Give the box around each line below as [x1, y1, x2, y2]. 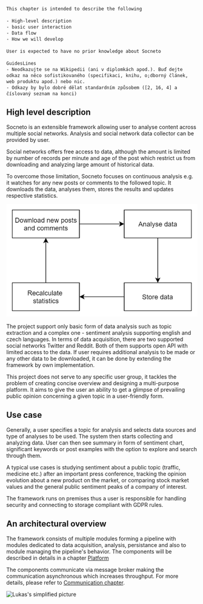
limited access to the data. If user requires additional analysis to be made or [6, 348, 196, 355]
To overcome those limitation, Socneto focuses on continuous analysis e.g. [6, 172, 194, 180]
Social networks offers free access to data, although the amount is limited [6, 148, 191, 155]
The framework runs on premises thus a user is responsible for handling [6, 494, 187, 502]
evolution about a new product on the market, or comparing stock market [6, 476, 189, 484]
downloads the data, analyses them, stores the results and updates [6, 185, 174, 193]
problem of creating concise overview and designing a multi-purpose [6, 379, 179, 387]
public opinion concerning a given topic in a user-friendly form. [6, 392, 164, 400]
